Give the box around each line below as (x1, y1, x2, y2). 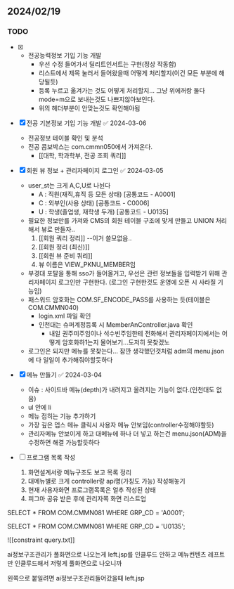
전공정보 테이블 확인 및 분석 (27, 134, 103, 142)
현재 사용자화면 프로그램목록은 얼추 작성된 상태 (27, 485, 156, 494)
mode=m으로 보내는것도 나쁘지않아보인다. (38, 95, 155, 103)
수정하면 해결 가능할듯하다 (27, 438, 100, 446)
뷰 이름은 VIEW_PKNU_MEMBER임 (38, 260, 136, 268)
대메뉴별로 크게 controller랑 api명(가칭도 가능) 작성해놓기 (27, 477, 186, 485)
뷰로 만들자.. (41, 225, 75, 233)
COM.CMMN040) (27, 303, 79, 311)
